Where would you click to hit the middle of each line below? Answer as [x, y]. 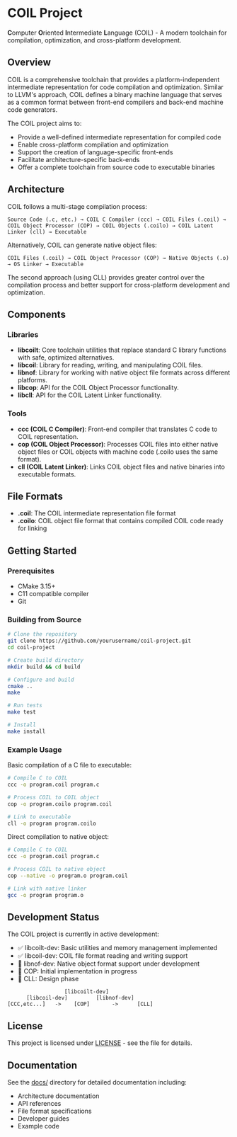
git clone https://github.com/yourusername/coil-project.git [99, 641]
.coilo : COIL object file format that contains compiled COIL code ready [120, 521]
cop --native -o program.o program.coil [68, 876]
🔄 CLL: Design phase [48, 979]
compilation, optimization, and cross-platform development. [94, 40]
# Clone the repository [42, 634]
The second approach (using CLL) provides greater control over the [106, 277]
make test [22, 712]
